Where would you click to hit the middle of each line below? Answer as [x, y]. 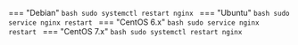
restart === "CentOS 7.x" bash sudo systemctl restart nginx [125, 31]
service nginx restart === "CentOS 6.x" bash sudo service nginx [134, 22]
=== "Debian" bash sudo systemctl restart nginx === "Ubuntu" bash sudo [149, 13]
